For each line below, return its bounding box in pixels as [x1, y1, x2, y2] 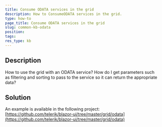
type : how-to [5, 16, 31, 21]
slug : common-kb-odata [5, 25, 51, 30]
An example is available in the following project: [5, 106, 100, 112]
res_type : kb [5, 39, 31, 43]
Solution [5, 93, 31, 101]
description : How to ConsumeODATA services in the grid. [5, 12, 122, 16]
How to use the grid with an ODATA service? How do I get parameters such [5, 69, 155, 75]
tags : [5, 34, 16, 39]
